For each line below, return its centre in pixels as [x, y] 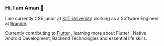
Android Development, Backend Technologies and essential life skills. [76, 38]
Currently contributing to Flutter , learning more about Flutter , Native [76, 33]
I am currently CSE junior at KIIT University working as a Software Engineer [82, 19]
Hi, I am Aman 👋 [24, 8]
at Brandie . [16, 23]
